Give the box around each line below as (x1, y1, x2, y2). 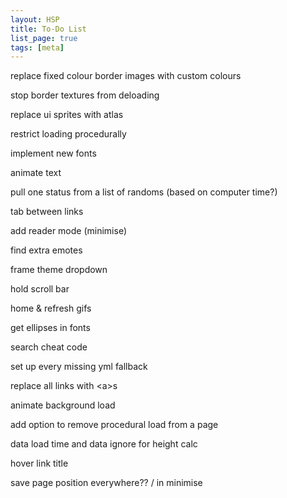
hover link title (10, 457, 69, 470)
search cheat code (10, 341, 88, 353)
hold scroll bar (10, 283, 70, 295)
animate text (10, 167, 62, 179)
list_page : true (10, 33, 78, 43)
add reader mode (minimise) (10, 225, 127, 237)
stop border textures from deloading (10, 89, 160, 101)
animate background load (10, 399, 116, 411)
